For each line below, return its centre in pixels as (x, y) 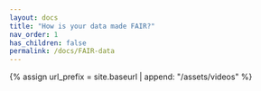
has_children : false (48, 43)
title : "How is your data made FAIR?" (82, 26)
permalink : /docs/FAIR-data (62, 51)
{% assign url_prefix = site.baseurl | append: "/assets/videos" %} (131, 77)
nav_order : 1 (34, 34)
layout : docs (34, 18)
